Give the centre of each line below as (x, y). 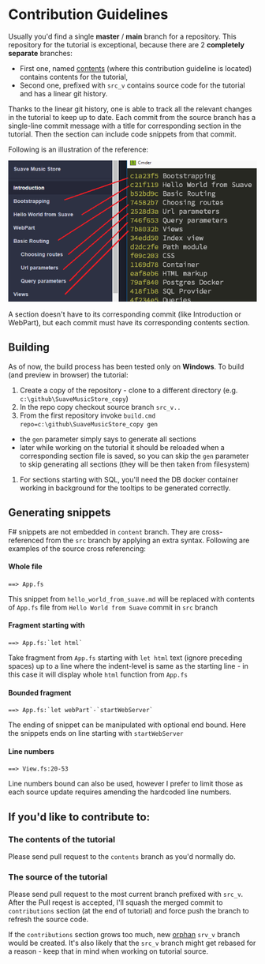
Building (29, 348)
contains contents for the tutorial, (74, 77)
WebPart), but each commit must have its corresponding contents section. (129, 323)
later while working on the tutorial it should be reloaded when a (122, 447)
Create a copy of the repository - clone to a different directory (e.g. (129, 390)
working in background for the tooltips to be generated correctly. (125, 488)
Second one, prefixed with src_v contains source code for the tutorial (132, 85)
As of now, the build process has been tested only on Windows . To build (126, 366)
